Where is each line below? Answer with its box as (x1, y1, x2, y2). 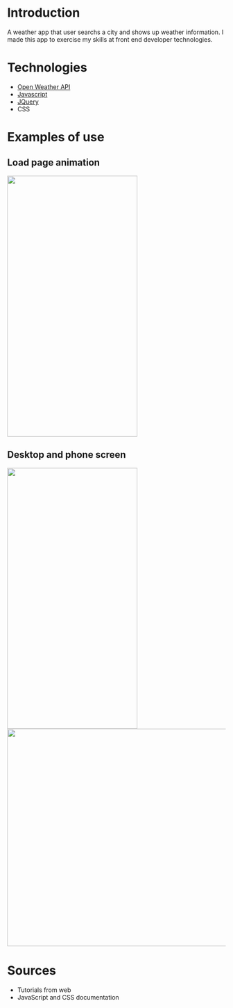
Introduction (7, 5, 80, 21)
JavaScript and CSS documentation (17, 993, 119, 1001)
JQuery (17, 97, 40, 106)
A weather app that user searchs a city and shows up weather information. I (7, 28, 224, 36)
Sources (7, 962, 57, 978)
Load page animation (7, 157, 101, 168)
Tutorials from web (17, 986, 71, 994)
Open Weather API (17, 82, 71, 91)
